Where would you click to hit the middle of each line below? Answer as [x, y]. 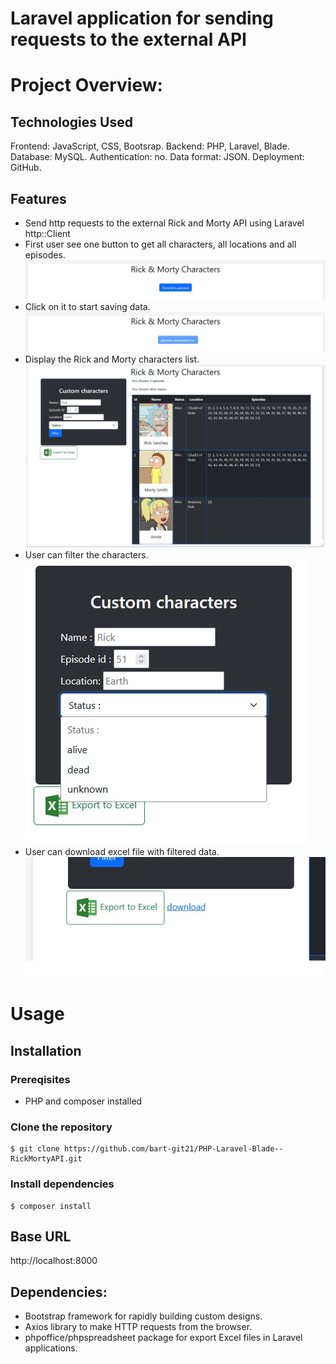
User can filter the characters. [86, 554]
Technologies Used [71, 122]
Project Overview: [86, 85]
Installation [46, 1050]
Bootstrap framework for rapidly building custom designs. [143, 1316]
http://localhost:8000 [54, 1261]
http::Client [47, 233]
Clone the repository [61, 1127]
